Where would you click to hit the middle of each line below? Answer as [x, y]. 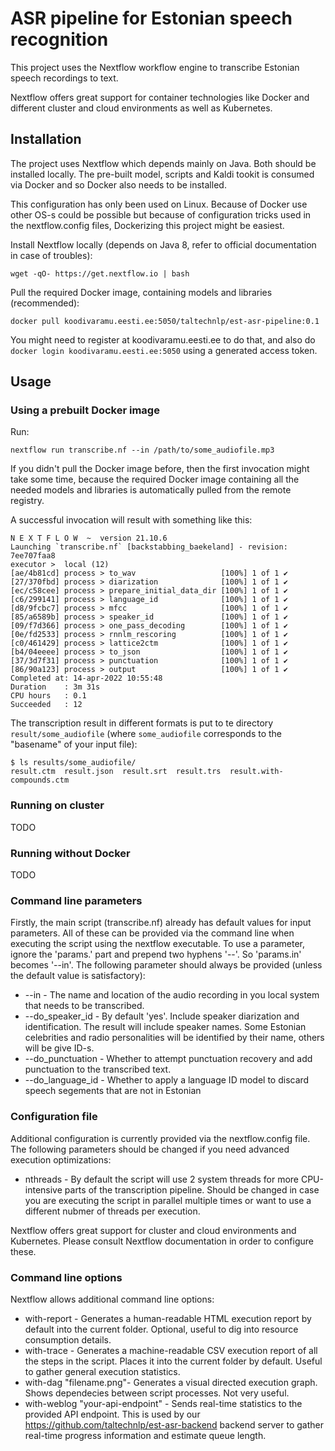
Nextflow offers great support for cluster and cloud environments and [153, 1230]
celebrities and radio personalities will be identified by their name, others [174, 1038]
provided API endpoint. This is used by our [112, 1414]
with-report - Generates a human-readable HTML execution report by [168, 1318]
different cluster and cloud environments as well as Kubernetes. [141, 108]
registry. [27, 501]
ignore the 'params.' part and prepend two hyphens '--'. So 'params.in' [156, 954]
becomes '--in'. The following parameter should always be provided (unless [166, 965]
